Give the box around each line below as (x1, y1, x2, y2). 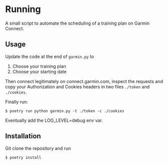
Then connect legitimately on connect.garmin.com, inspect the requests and (5, 78, 163, 84)
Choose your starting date (12, 68, 67, 74)
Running (5, 4, 41, 15)
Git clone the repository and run (5, 145, 71, 151)
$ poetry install (5, 155, 42, 160)
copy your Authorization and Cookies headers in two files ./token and (5, 84, 150, 90)
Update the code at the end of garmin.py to (5, 53, 94, 59)
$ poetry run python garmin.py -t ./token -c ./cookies (5, 108, 124, 114)
